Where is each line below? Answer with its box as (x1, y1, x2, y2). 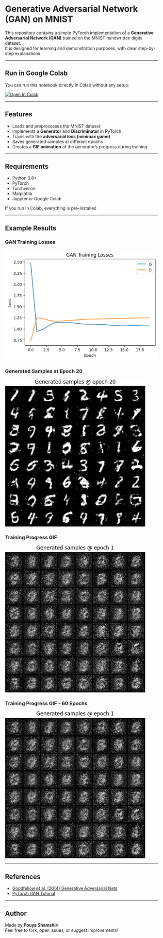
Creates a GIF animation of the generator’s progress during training (12, 143, 147, 149)
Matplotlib (12, 191, 33, 196)
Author (5, 909, 27, 918)
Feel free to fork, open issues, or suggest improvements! (5, 927, 118, 933)
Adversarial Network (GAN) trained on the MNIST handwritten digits (5, 35, 143, 41)
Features (5, 110, 33, 119)
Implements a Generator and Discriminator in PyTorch (12, 128, 122, 134)
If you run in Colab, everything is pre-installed (5, 205, 97, 211)
